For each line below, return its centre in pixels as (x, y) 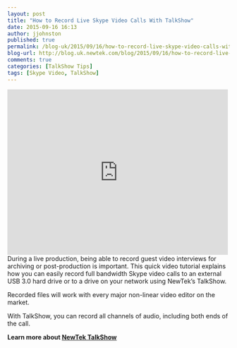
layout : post (26, 14)
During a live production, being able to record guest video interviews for (112, 258)
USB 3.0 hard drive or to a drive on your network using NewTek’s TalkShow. (117, 281)
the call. (19, 323)
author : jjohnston (34, 34)
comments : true (30, 60)
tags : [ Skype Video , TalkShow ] (53, 73)
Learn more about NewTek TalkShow (62, 337)
